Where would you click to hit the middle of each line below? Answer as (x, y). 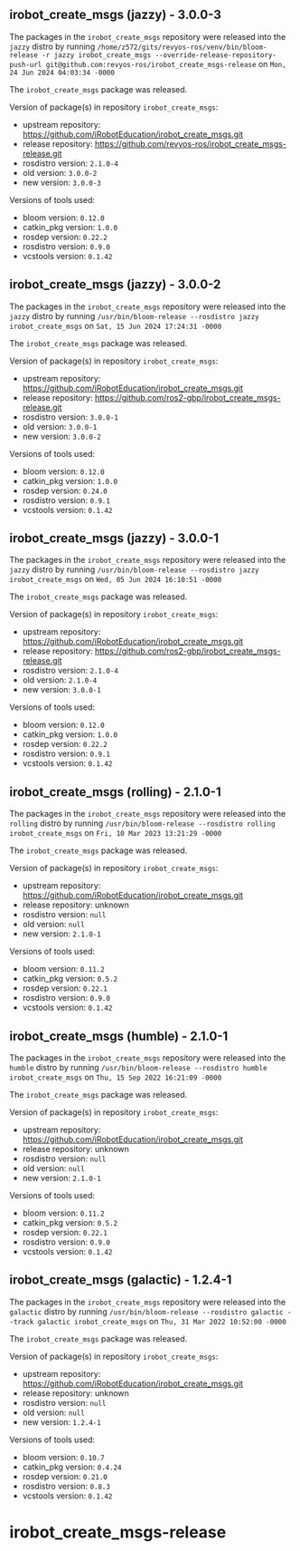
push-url (26, 64)
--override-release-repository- (216, 55)
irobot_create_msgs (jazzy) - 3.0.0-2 (115, 285)
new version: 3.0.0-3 (61, 182)
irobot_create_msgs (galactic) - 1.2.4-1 (121, 1280)
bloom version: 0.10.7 (64, 1457)
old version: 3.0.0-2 (60, 172)
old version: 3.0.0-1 (60, 426)
